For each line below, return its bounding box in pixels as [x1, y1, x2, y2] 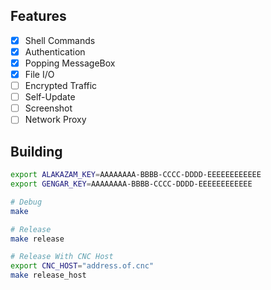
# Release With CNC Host [10, 252, 114, 262]
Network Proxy [24, 114, 87, 126]
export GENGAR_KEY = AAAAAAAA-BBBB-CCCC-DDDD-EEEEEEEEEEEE [10, 179, 253, 189]
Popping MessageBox [24, 57, 116, 69]
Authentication [24, 45, 86, 58]
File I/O [24, 69, 55, 80]
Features [10, 8, 67, 25]
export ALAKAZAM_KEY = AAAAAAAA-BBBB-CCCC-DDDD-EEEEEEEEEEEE [10, 170, 262, 180]
